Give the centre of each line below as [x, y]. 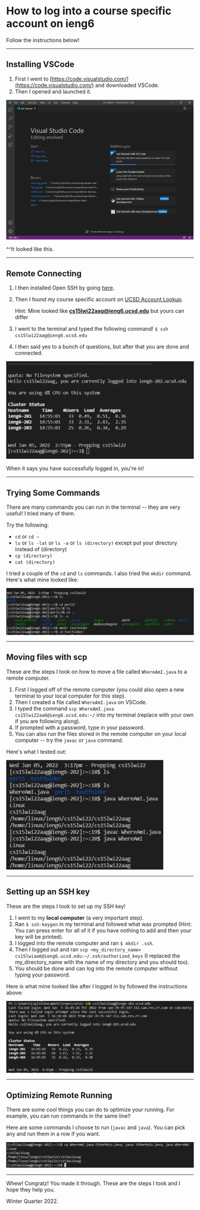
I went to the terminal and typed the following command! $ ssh [91, 328]
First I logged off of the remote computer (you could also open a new [99, 689]
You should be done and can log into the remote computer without [96, 968]
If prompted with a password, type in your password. [79, 727]
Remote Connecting [44, 273]
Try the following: [28, 525]
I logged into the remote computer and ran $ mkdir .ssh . [84, 943]
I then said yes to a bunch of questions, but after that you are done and [102, 346]
